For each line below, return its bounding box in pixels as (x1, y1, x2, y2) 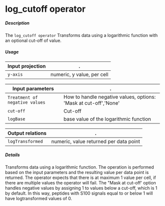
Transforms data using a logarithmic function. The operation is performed (5, 164, 154, 170)
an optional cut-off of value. (5, 38, 62, 44)
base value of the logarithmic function (63, 116, 151, 122)
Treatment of (7, 95, 38, 100)
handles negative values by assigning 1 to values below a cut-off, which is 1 (5, 185, 158, 191)
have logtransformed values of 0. (5, 196, 72, 202)
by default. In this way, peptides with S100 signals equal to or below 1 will (5, 190, 153, 196)
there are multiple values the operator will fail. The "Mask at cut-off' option (5, 180, 156, 186)
